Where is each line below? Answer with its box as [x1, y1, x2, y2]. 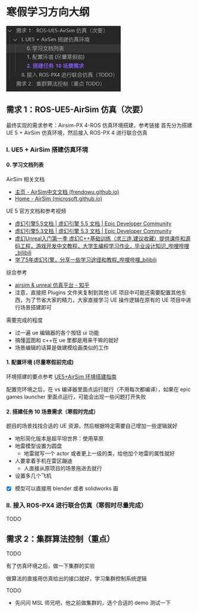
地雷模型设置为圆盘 [14, 442, 62, 450]
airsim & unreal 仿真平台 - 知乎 [14, 281, 90, 288]
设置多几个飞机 [14, 472, 52, 480]
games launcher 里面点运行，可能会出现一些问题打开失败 [6, 393, 146, 400]
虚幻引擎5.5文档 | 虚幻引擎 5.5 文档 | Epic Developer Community [14, 220, 172, 227]
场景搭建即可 [20, 303, 52, 310]
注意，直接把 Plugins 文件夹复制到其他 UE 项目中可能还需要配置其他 [14, 288, 181, 296]
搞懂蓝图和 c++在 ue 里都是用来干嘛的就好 [14, 336, 119, 343]
